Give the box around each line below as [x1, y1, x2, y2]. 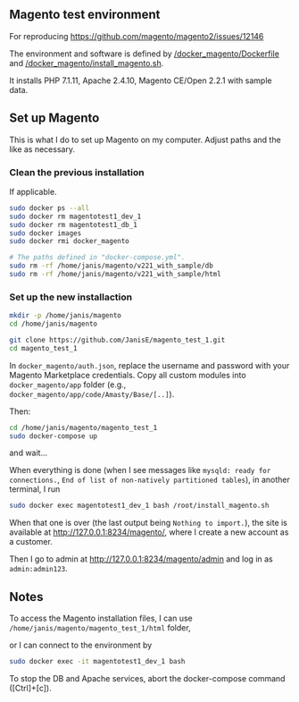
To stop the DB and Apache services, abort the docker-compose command [9, 673, 286, 684]
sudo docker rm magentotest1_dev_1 [9, 212, 142, 221]
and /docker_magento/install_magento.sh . [9, 57, 164, 68]
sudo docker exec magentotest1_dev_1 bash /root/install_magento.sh [9, 501, 270, 511]
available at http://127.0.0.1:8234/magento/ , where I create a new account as [9, 527, 289, 537]
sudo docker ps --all [9, 203, 90, 213]
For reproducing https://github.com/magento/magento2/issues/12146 [9, 30, 264, 41]
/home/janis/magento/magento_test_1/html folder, [9, 622, 191, 633]
